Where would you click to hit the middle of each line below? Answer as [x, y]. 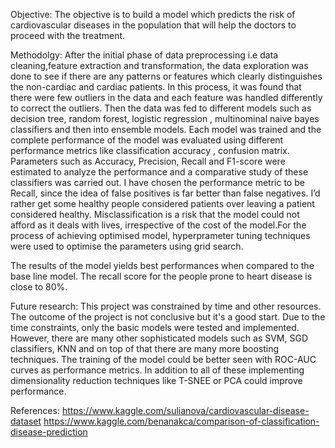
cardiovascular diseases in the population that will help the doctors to [153, 25]
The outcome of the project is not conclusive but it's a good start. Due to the [168, 317]
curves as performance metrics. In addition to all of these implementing [157, 370]
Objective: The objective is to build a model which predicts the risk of [153, 14]
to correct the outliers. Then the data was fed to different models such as [161, 108]
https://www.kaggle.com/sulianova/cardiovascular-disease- [185, 410]
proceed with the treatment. [68, 35]
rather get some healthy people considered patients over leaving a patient [162, 203]
